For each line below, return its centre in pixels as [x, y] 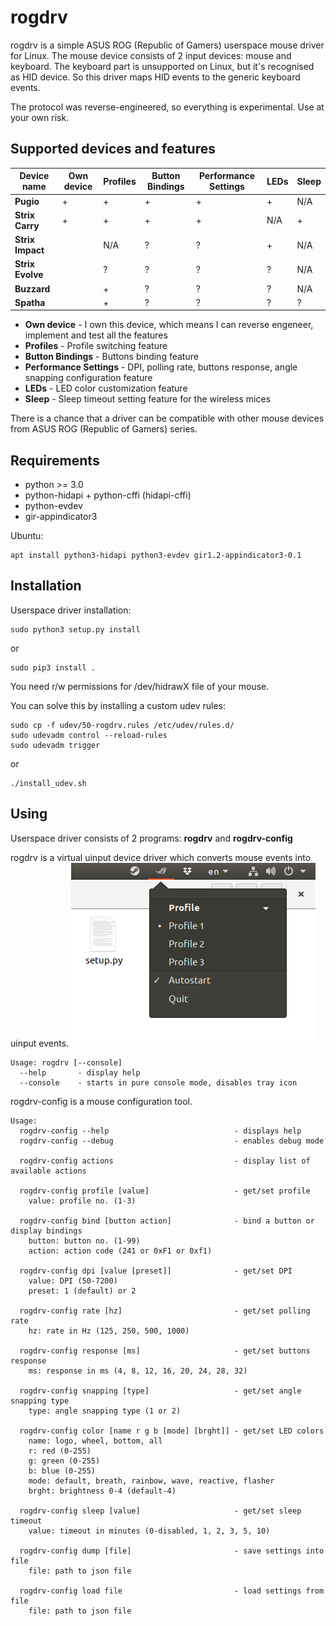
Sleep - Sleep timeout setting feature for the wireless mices [148, 399]
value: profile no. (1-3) [82, 1201]
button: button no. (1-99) [84, 1241]
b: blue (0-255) [62, 1471]
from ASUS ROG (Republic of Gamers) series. [104, 429]
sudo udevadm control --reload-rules [89, 735]
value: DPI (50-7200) [73, 1281]
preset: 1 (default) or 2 [82, 1291]
